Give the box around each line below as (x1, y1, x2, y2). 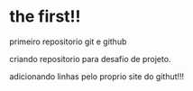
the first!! (9, 6, 81, 27)
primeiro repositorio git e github (9, 36, 127, 47)
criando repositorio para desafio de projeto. (9, 53, 171, 64)
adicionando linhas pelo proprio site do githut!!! (9, 70, 185, 82)
